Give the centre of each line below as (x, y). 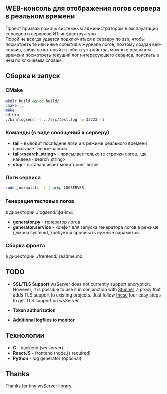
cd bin (12, 115)
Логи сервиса (23, 178)
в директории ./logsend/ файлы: (39, 212)
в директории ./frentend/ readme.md (44, 256)
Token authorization (34, 310)
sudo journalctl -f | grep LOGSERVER (45, 188)
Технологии (25, 335)
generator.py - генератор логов (46, 222)
